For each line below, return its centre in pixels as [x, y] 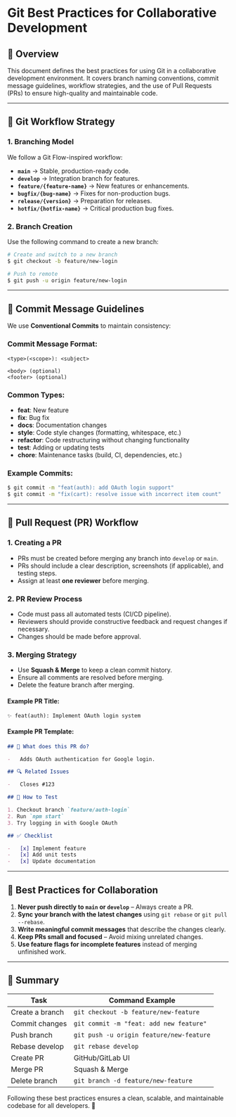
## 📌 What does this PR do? [48, 746]
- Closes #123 [31, 785]
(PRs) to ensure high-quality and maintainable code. [83, 93]
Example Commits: [40, 473]
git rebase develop [106, 1046]
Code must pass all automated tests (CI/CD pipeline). [94, 614]
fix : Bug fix [33, 417]
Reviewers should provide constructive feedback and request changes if [123, 621]
